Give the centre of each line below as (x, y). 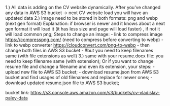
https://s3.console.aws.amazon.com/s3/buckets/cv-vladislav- (95, 93)
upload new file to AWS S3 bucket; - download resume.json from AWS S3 (82, 72)
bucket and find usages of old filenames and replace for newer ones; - (79, 77)
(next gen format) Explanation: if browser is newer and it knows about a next (85, 23)
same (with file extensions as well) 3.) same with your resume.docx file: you (84, 56)
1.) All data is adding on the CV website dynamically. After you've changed (83, 7)
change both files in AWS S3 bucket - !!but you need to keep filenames (79, 50)
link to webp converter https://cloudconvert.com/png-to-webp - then (77, 45)
